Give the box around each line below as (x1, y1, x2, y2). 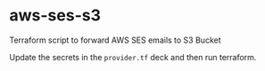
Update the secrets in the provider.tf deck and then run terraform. (9, 51, 257, 62)
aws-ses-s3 (9, 5, 101, 26)
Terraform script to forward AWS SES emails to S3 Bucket (9, 35, 221, 45)
